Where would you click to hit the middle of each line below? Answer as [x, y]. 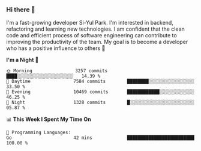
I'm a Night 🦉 [22, 60]
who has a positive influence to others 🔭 [56, 48]
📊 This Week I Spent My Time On [49, 119]
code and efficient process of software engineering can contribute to [91, 35]
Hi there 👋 [21, 10]
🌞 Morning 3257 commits [57, 71]
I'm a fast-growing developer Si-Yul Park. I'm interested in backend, [90, 23]
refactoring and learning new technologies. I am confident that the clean [95, 29]
